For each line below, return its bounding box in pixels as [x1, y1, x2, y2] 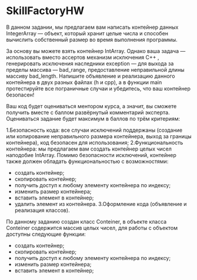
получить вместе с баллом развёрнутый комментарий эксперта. [6, 109, 170, 116]
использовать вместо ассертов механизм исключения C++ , [6, 54, 159, 61]
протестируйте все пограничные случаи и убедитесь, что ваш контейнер [6, 85, 191, 92]
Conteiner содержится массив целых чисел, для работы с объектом [6, 224, 178, 231]
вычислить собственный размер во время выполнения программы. [6, 36, 178, 43]
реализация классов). [14, 206, 70, 214]
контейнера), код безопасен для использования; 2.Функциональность [6, 139, 183, 146]
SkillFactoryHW [6, 4, 84, 18]
